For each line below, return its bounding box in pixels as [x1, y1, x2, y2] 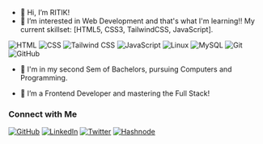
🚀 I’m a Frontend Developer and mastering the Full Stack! [19, 88, 210, 98]
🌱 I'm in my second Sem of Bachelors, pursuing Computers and [19, 64, 232, 74]
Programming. [19, 73, 68, 82]
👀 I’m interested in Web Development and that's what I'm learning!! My [19, 16, 255, 26]
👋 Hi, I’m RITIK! [19, 8, 70, 17]
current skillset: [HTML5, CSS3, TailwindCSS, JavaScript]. [19, 25, 214, 34]
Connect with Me [8, 109, 78, 120]
